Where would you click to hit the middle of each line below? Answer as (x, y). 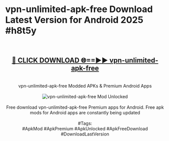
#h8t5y (21, 31)
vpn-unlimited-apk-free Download (79, 9)
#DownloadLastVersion (85, 134)
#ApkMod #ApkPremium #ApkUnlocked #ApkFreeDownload (85, 128)
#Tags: (85, 123)
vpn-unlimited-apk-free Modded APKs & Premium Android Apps (85, 86)
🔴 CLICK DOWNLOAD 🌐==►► (60, 61)
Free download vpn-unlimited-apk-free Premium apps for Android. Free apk (85, 107)
